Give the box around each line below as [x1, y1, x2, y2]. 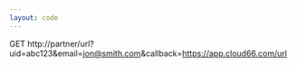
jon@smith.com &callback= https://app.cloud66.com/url [82, 47, 288, 59]
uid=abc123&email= [9, 47, 83, 59]
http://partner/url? [26, 38, 95, 49]
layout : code [9, 13, 59, 23]
